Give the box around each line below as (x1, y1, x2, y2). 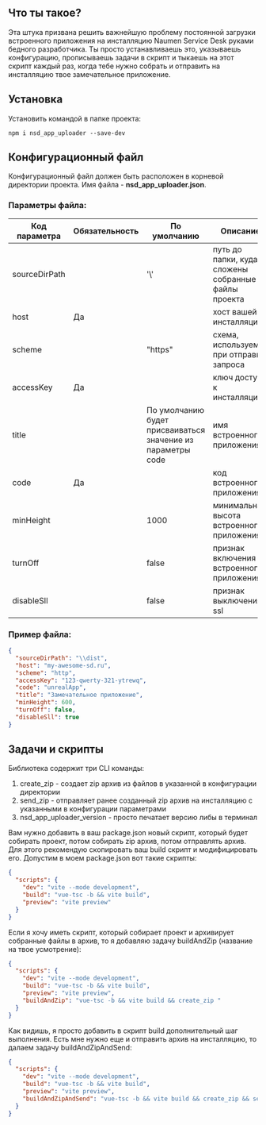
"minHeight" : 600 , (15, 699, 77, 707)
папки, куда (212, 253, 258, 264)
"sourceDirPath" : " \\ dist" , (15, 654, 108, 662)
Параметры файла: (8, 200, 87, 211)
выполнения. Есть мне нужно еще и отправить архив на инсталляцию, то (8, 1034, 257, 1043)
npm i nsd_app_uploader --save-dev (8, 129, 126, 137)
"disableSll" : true (15, 713, 80, 721)
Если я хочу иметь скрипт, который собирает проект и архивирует (8, 927, 234, 937)
